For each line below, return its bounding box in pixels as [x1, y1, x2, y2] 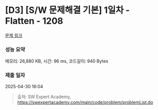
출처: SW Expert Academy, [17, 94, 71, 100]
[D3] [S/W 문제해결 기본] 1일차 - [5, 4, 130, 16]
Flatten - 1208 [5, 15, 63, 27]
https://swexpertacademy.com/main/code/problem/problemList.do [17, 99, 154, 105]
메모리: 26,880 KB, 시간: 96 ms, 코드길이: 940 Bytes [5, 58, 109, 64]
